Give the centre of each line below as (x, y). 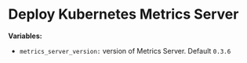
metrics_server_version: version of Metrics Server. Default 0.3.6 (125, 51)
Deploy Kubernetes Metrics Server (123, 14)
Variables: (25, 36)
